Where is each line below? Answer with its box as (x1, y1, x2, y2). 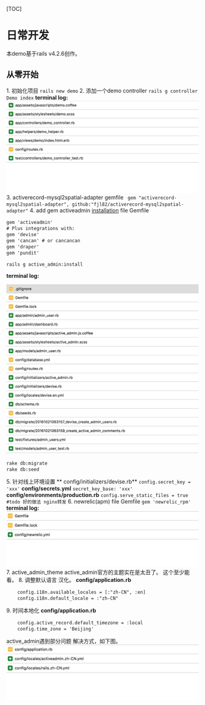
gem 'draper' (6, 244, 40, 250)
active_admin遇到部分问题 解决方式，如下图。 (6, 637, 121, 644)
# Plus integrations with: (6, 226, 75, 232)
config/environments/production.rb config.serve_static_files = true (6, 491, 189, 498)
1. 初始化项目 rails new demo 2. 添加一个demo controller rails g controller (6, 87, 198, 94)
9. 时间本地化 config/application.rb (6, 606, 96, 614)
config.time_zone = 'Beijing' (17, 625, 95, 632)
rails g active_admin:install (6, 261, 84, 268)
